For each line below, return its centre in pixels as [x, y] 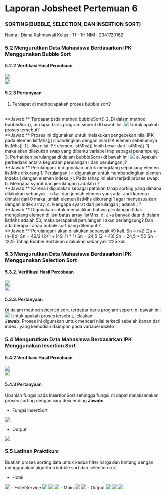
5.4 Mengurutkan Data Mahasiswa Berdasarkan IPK [69, 339]
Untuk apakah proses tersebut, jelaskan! [53, 316]
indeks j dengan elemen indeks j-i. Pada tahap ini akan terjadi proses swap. [82, 178]
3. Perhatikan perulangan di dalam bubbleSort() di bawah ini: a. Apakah [81, 157]
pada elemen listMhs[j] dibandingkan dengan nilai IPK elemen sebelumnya [81, 140]
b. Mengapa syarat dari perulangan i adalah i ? [53, 183]
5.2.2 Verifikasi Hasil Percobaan [39, 66]
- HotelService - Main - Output [58, 487]
